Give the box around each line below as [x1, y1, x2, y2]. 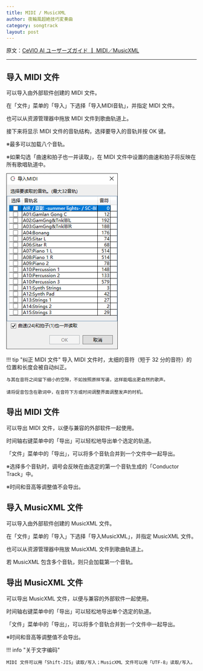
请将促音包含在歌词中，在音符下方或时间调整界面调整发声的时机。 [6, 390, 146, 396]
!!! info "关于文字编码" [6, 646, 60, 653]
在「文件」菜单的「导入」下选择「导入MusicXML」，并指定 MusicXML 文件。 [6, 532, 197, 540]
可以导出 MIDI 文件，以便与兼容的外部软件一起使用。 [6, 424, 138, 431]
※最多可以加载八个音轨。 [6, 141, 68, 148]
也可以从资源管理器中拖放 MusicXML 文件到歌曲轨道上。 [6, 545, 147, 553]
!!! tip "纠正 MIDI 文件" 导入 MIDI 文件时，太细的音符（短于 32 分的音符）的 [6, 356, 192, 364]
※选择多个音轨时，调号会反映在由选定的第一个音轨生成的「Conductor [6, 463, 179, 470]
